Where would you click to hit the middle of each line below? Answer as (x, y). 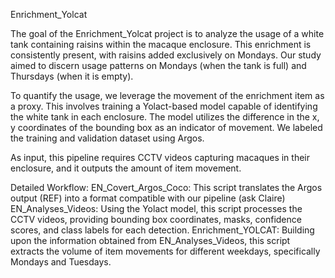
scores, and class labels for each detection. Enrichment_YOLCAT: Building (162, 230)
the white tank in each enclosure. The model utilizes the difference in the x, (165, 117)
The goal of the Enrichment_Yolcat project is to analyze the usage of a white (167, 33)
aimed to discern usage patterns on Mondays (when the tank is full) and (158, 65)
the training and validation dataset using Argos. (107, 138)
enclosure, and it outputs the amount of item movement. (126, 168)
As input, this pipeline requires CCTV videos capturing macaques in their (160, 157)
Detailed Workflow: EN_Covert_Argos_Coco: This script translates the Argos (166, 187)
